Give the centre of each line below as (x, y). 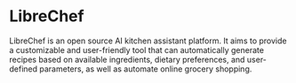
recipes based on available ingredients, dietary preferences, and (127, 59)
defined (24, 69)
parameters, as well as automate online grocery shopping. (146, 69)
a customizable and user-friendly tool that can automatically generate (137, 49)
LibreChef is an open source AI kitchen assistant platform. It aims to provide (148, 41)
